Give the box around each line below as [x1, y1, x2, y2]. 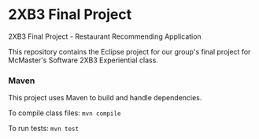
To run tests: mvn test [8, 124, 80, 133]
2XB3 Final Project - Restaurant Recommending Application [8, 32, 202, 41]
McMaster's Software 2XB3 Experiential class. [8, 55, 159, 65]
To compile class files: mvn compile [8, 108, 121, 118]
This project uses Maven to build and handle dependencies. [8, 93, 202, 103]
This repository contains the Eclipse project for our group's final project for [8, 47, 251, 56]
